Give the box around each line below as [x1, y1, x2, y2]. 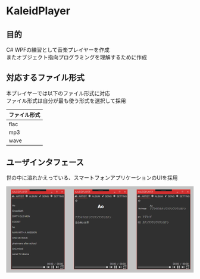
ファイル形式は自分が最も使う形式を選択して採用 [6, 97, 126, 104]
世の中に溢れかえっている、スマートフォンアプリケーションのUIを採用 [6, 174, 178, 181]
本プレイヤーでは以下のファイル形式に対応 [6, 89, 110, 96]
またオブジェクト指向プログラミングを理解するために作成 [6, 54, 147, 61]
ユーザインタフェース [6, 157, 85, 167]
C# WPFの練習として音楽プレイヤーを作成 [6, 46, 110, 53]
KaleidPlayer [6, 4, 70, 18]
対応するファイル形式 [6, 73, 85, 83]
